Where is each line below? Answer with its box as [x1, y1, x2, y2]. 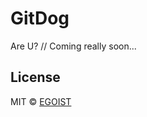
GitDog [10, 7, 70, 30]
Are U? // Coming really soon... [10, 40, 137, 52]
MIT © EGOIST [10, 95, 72, 107]
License [10, 69, 61, 86]
